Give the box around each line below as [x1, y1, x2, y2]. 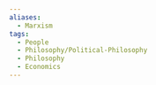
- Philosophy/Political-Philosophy [17, 46, 148, 55]
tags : [9, 29, 29, 38]
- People [17, 37, 49, 47]
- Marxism [17, 21, 53, 30]
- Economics [17, 63, 62, 72]
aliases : [9, 12, 41, 22]
